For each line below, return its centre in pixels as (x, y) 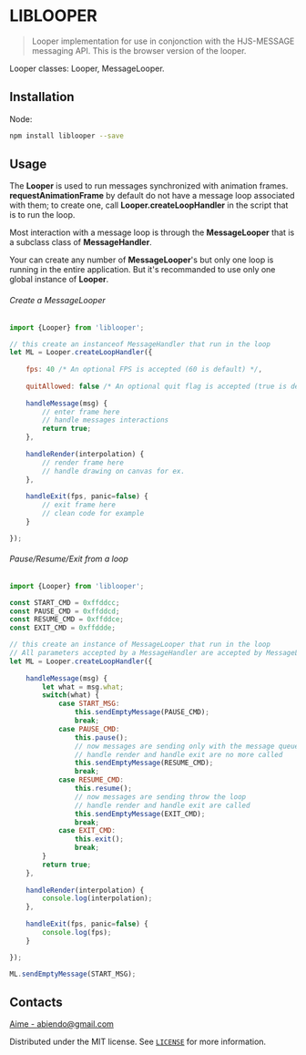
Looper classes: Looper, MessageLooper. (87, 68)
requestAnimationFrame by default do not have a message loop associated (152, 196)
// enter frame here (81, 412)
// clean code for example (93, 514)
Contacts (36, 1002)
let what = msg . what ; (83, 687)
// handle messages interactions (106, 420)
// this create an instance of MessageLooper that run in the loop (140, 645)
